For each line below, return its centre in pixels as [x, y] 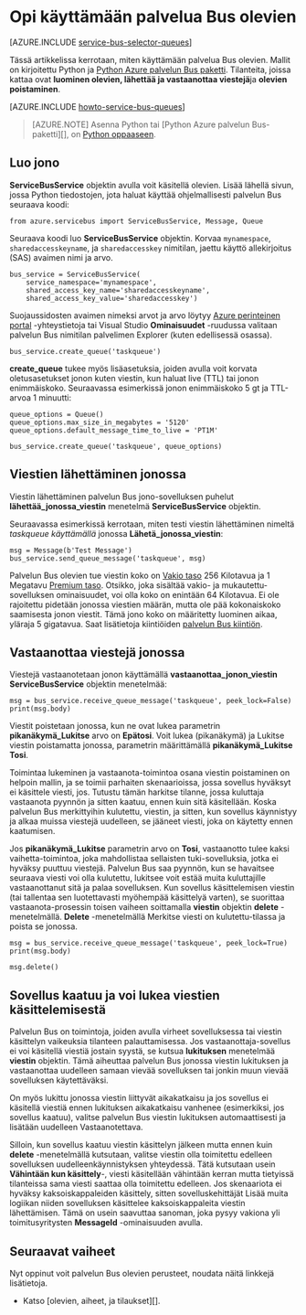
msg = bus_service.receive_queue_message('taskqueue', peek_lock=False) [151, 701]
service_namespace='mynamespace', [91, 282]
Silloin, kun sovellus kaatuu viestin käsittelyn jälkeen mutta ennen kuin [141, 1145]
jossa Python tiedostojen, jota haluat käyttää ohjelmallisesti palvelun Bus [145, 195]
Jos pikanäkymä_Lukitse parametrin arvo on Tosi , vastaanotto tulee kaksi [149, 849]
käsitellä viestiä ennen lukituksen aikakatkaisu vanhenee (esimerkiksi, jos [147, 1107]
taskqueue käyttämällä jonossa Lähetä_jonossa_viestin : [116, 533]
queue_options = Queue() [57, 414]
